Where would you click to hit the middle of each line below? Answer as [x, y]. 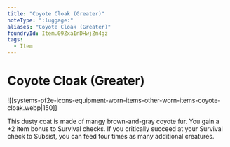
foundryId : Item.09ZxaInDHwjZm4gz [58, 33]
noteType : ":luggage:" [40, 20]
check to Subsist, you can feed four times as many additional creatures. [111, 136]
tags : [15, 40]
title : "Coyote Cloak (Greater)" [56, 14]
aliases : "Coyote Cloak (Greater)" [59, 27]
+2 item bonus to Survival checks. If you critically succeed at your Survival [115, 128]
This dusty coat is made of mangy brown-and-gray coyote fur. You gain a [113, 121]
